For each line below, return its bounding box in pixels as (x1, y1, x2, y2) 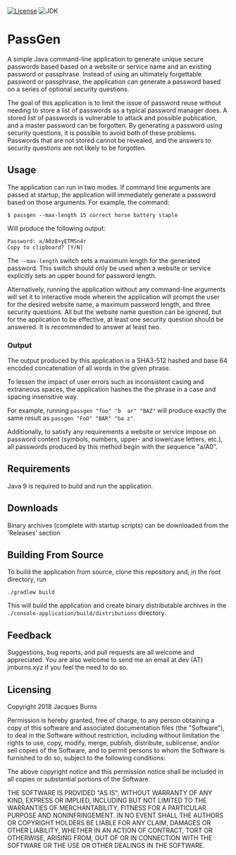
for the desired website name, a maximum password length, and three (7, 300, 211, 308)
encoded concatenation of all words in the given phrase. (7, 364, 171, 373)
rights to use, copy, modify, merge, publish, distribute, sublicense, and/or (7, 739, 220, 748)
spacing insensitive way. (7, 392, 79, 401)
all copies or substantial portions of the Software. (7, 775, 150, 784)
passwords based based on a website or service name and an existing (7, 62, 212, 71)
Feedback (7, 629, 52, 641)
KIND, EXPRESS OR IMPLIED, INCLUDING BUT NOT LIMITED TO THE (7, 796, 207, 805)
